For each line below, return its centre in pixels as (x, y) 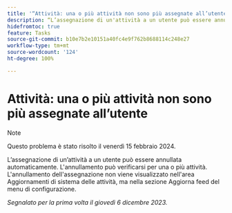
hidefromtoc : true (33, 26)
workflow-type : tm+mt (38, 46)
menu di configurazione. (42, 189)
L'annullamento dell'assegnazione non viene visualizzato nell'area (101, 174)
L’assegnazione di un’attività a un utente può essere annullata (95, 159)
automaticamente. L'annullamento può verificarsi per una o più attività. (107, 167)
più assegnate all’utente (78, 113)
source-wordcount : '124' (43, 53)
